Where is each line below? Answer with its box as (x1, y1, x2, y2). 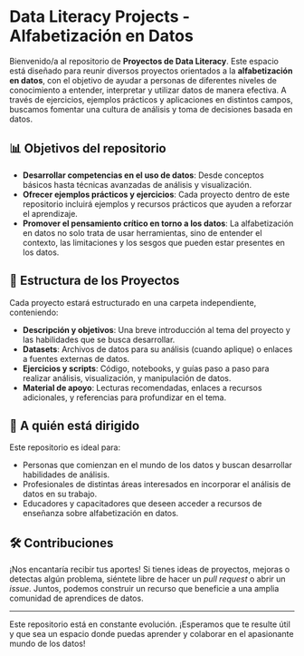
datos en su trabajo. (22, 488, 98, 500)
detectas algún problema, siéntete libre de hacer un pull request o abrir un (9, 573, 287, 584)
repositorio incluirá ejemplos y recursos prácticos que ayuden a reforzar (22, 198, 292, 210)
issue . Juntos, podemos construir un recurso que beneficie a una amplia (9, 583, 280, 594)
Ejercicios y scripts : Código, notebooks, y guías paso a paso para (22, 363, 270, 374)
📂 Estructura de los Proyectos (9, 273, 180, 289)
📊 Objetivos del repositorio (9, 141, 166, 156)
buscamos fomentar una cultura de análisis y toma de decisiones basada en (9, 103, 293, 114)
